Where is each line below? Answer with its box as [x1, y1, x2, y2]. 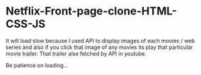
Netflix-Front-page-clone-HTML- [5, 4, 177, 18]
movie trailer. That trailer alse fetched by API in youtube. [5, 50, 147, 57]
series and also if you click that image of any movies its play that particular [5, 44, 193, 51]
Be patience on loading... [5, 62, 68, 69]
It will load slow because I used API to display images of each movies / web [5, 37, 196, 44]
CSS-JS [5, 17, 46, 31]
